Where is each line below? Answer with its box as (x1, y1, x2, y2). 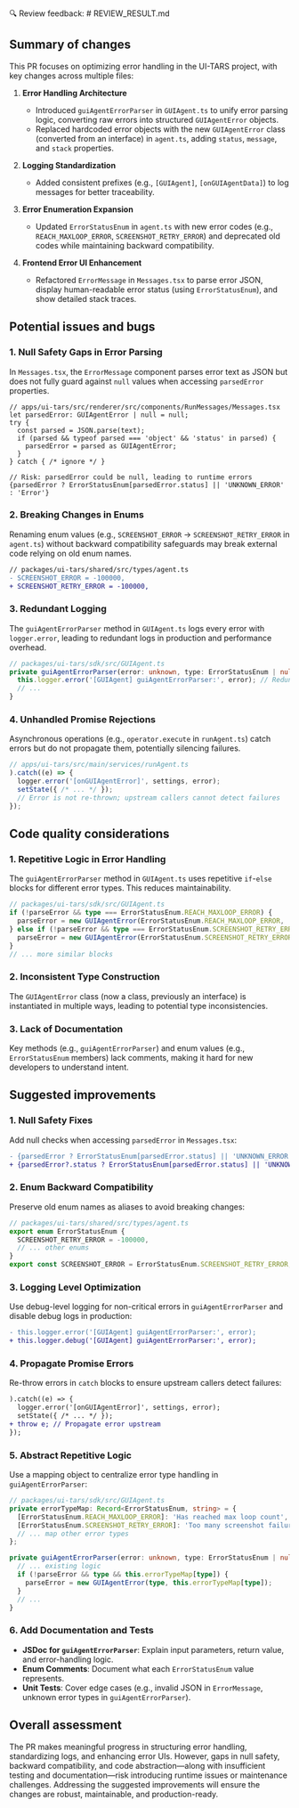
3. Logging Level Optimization (9, 1281, 141, 1293)
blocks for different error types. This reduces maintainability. (9, 883, 231, 893)
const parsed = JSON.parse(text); (17, 426, 145, 435)
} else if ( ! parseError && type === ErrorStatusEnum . (9, 924, 214, 933)
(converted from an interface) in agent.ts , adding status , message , (35, 133, 278, 143)
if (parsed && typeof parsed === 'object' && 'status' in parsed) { (17, 434, 277, 443)
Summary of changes (9, 37, 132, 53)
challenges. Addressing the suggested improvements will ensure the (9, 1779, 261, 1789)
